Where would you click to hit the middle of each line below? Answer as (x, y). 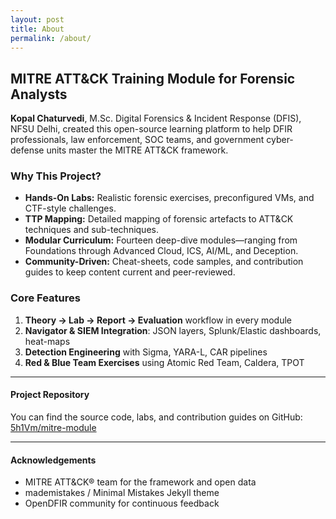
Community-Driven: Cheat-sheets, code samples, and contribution (164, 262)
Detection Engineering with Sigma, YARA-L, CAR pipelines (146, 352)
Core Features (45, 298)
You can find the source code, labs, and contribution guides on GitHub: (156, 417)
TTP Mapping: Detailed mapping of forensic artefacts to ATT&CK (159, 219)
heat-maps (47, 341)
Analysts (39, 94)
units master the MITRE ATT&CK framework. (137, 150)
